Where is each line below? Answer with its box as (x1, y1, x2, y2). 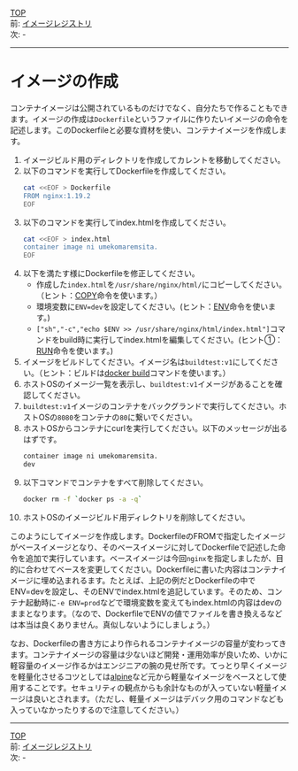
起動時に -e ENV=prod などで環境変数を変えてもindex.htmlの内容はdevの (25, 597, 282, 607)
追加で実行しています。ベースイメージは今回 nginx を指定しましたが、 (25, 552, 277, 563)
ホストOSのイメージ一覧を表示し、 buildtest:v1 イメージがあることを (22, 379, 275, 389)
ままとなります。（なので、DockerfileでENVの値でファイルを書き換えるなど (10, 608, 283, 619)
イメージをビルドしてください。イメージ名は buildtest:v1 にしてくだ (22, 357, 271, 367)
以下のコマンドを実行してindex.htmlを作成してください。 (22, 217, 231, 227)
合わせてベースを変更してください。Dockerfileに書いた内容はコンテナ (25, 564, 279, 574)
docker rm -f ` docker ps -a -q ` (22, 495, 142, 504)
